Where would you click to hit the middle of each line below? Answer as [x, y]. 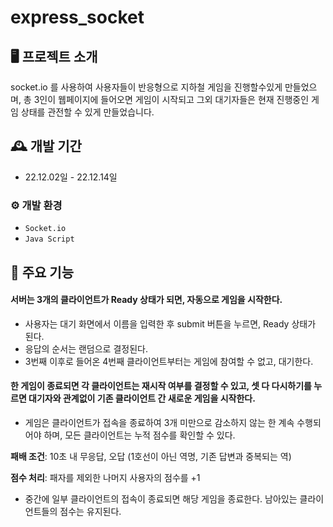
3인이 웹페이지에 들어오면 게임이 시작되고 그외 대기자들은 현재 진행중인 [171, 99]
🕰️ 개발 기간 [46, 146]
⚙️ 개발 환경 [36, 205]
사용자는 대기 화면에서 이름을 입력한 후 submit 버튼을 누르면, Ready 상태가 [170, 323]
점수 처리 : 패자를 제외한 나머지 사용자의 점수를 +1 [105, 477]
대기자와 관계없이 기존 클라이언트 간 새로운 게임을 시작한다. [142, 398]
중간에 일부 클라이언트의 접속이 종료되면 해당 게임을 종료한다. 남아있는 [161, 498]
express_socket [77, 17]
